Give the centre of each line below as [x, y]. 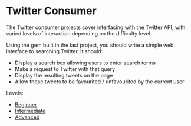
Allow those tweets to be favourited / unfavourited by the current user [99, 82]
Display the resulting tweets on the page [64, 75]
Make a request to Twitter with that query [65, 69]
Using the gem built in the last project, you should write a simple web [90, 45]
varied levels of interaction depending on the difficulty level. [79, 33]
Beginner [26, 104]
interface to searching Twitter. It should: [55, 51]
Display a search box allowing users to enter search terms [85, 63]
